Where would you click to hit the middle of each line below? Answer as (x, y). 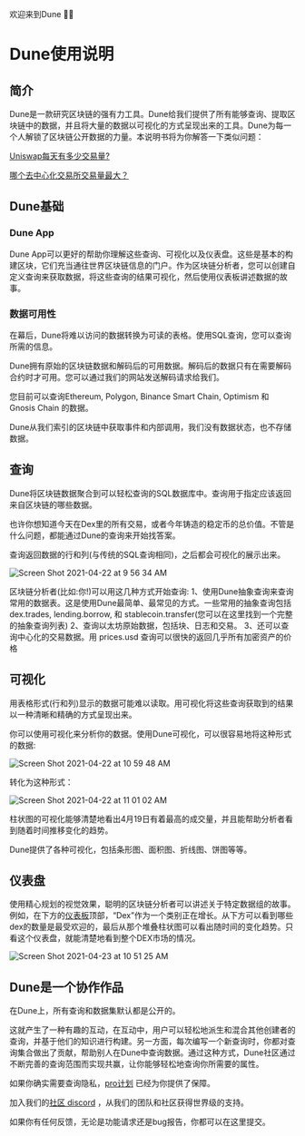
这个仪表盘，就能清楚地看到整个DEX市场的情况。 (109, 938)
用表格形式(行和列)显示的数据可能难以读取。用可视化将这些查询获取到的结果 (152, 703)
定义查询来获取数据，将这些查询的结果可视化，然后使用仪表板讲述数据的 (144, 277)
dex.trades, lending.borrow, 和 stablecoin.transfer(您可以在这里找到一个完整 (151, 614)
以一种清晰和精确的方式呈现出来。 (73, 714)
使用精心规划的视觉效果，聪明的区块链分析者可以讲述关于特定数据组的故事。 (152, 904)
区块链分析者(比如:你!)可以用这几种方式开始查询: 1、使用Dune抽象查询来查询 (152, 591)
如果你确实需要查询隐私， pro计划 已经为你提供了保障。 (112, 1083)
